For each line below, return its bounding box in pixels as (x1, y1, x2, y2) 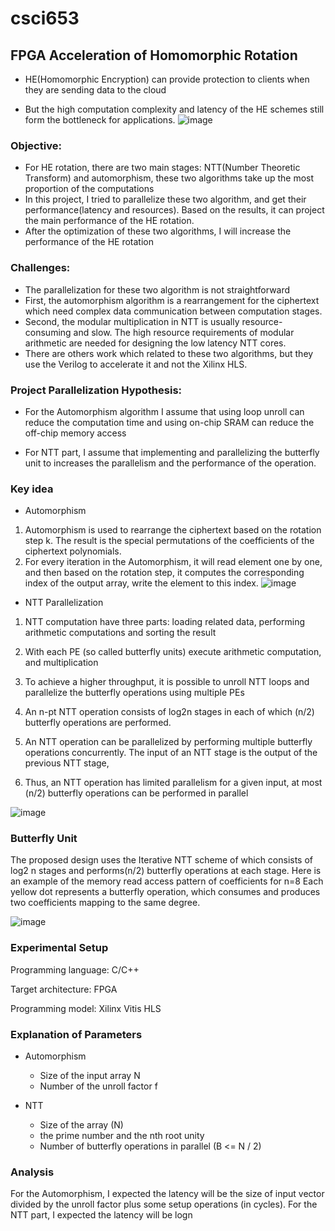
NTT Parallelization (24, 597, 104, 609)
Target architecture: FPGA (10, 983, 118, 995)
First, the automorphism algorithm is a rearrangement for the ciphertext (24, 294, 320, 306)
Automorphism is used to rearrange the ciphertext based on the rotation (24, 524, 322, 536)
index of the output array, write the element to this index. (24, 577, 259, 589)
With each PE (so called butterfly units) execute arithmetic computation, (24, 646, 322, 658)
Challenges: (10, 261, 71, 275)
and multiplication (24, 657, 99, 669)
